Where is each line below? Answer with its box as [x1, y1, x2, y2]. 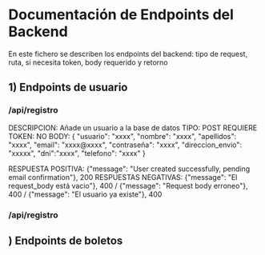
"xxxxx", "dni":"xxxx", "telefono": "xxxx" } [8, 148, 146, 157]
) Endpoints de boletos [8, 233, 123, 247]
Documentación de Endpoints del [8, 6, 235, 24]
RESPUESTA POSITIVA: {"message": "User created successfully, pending [8, 164, 251, 173]
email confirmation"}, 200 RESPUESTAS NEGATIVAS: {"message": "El [8, 172, 238, 181]
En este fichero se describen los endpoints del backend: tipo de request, [8, 49, 248, 58]
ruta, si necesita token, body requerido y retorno [8, 58, 168, 67]
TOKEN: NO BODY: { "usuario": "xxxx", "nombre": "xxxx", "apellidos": [8, 131, 237, 141]
